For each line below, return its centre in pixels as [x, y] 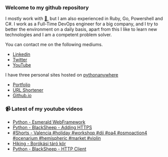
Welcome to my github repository [47, 8]
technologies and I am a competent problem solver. [59, 35]
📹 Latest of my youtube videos [44, 109]
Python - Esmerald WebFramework [49, 122]
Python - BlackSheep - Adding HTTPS [52, 127]
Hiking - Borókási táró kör [39, 143]
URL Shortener [28, 90]
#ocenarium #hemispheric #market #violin [57, 138]
